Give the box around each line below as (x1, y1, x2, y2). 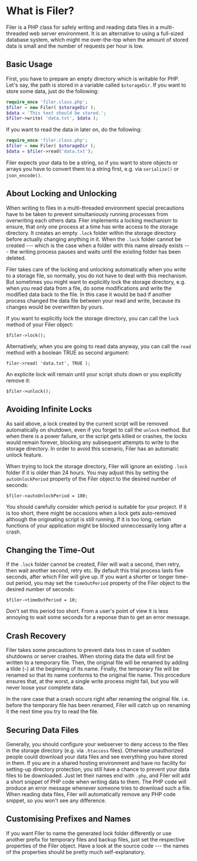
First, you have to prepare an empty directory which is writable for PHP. (6, 75, 180, 82)
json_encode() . (6, 171, 42, 178)
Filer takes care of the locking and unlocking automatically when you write (6, 266, 186, 273)
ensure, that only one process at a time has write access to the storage (6, 223, 178, 230)
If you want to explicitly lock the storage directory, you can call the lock (6, 314, 179, 322)
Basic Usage (6, 59, 53, 69)
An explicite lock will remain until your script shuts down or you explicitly (6, 370, 182, 377)
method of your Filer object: (6, 321, 74, 328)
